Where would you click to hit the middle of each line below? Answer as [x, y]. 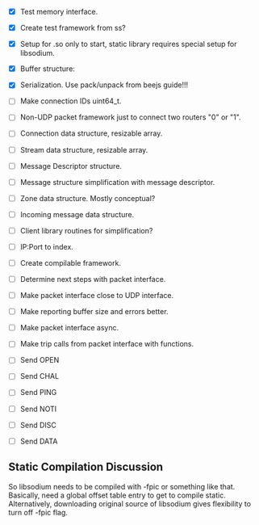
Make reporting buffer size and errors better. [94, 312]
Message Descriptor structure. [71, 166]
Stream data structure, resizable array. [84, 149]
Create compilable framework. [70, 262]
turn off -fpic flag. [38, 512]
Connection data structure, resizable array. [91, 133]
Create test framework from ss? [73, 28]
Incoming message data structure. [77, 214]
